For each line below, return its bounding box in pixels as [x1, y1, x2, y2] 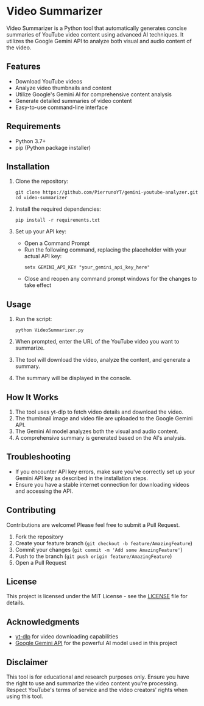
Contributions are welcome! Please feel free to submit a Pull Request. [6, 521, 180, 528]
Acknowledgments [6, 616, 80, 627]
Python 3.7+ [15, 137, 46, 144]
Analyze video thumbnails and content [15, 84, 111, 91]
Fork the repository [15, 533, 64, 540]
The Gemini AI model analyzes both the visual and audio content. [15, 428, 178, 435]
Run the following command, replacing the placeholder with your [24, 246, 187, 253]
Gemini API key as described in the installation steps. [15, 474, 148, 482]
